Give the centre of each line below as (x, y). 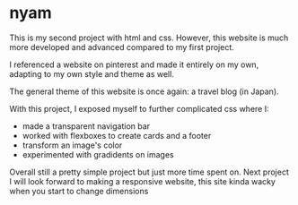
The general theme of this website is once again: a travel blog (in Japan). (145, 91)
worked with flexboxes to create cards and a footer (117, 135)
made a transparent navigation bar (86, 126)
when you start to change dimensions (79, 191)
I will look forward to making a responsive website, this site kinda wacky (143, 181)
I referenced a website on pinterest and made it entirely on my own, (134, 64)
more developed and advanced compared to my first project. (122, 47)
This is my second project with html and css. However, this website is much (149, 38)
